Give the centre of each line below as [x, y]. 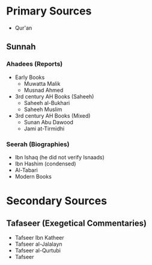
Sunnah [21, 47]
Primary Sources [49, 11]
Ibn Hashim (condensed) [45, 164]
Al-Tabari [26, 170]
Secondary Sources [56, 201]
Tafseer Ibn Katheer [39, 237]
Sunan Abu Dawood [49, 122]
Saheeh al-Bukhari [47, 103]
